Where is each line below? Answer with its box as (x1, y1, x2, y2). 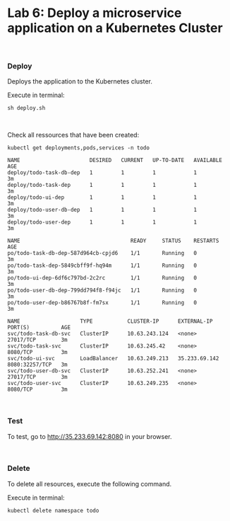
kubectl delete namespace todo (7, 507, 99, 514)
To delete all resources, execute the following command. (7, 479, 172, 488)
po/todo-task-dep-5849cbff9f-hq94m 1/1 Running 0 (7, 262, 198, 270)
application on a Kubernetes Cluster (7, 20, 224, 36)
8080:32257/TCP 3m (7, 361, 68, 369)
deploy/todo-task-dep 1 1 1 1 (7, 182, 198, 189)
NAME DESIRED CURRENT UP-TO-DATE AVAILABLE (7, 157, 222, 164)
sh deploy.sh (7, 105, 46, 112)
